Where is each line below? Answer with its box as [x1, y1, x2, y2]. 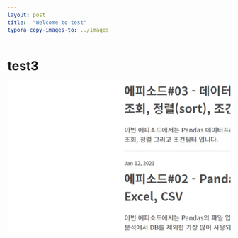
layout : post [7, 11, 46, 18]
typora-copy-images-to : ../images [7, 26, 110, 33]
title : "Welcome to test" [7, 18, 87, 26]
